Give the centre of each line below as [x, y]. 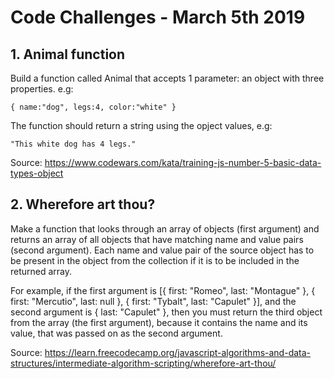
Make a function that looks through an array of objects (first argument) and [165, 228]
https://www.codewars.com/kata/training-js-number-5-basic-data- [183, 162]
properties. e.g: [42, 89]
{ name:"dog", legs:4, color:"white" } [93, 107]
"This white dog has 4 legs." [73, 144]
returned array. [41, 271]
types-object [37, 173]
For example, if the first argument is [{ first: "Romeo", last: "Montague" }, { [163, 290]
